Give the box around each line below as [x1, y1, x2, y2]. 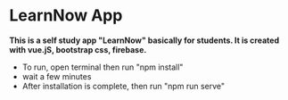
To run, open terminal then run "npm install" [21, 62, 184, 72]
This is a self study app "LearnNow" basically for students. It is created [9, 35, 279, 46]
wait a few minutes [21, 71, 92, 81]
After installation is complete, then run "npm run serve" [21, 80, 226, 91]
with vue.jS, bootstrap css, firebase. [9, 44, 147, 54]
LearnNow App [9, 5, 123, 26]
